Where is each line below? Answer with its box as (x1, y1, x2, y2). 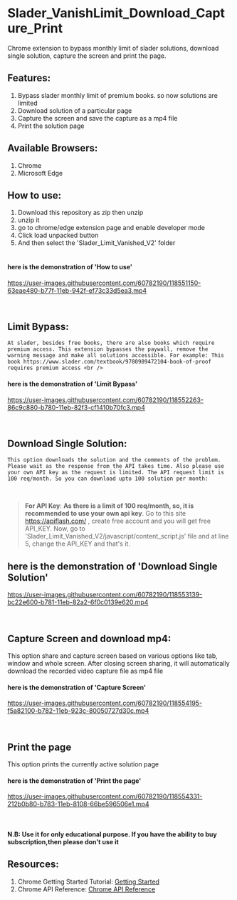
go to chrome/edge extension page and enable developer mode (17, 224, 205, 232)
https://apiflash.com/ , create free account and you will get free (24, 516, 211, 526)
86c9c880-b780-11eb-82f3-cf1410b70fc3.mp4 (7, 403, 146, 411)
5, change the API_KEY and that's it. (24, 539, 130, 548)
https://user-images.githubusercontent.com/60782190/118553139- (7, 591, 203, 599)
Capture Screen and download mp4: (7, 632, 172, 644)
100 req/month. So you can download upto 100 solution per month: (7, 475, 209, 483)
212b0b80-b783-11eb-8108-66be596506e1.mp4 (7, 800, 149, 809)
